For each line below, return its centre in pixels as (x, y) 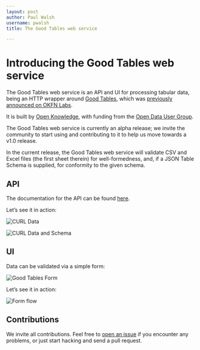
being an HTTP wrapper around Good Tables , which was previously (90, 99)
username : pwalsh (28, 23)
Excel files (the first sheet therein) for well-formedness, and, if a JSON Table (100, 159)
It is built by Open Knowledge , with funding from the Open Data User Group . (100, 116)
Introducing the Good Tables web (90, 63)
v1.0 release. (22, 141)
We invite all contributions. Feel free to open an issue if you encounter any (98, 334)
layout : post (22, 12)
